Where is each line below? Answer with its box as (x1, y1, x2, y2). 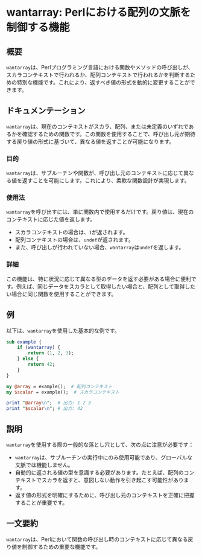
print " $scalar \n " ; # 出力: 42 (6, 406, 83, 412)
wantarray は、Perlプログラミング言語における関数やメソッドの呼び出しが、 (6, 64, 194, 71)
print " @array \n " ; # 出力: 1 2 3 (6, 400, 92, 406)
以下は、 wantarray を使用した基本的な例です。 (6, 327, 121, 334)
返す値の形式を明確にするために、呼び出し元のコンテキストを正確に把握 (14, 491, 195, 499)
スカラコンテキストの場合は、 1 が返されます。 (14, 229, 128, 236)
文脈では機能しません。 (14, 461, 74, 468)
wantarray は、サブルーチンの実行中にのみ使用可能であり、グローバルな (14, 453, 193, 461)
